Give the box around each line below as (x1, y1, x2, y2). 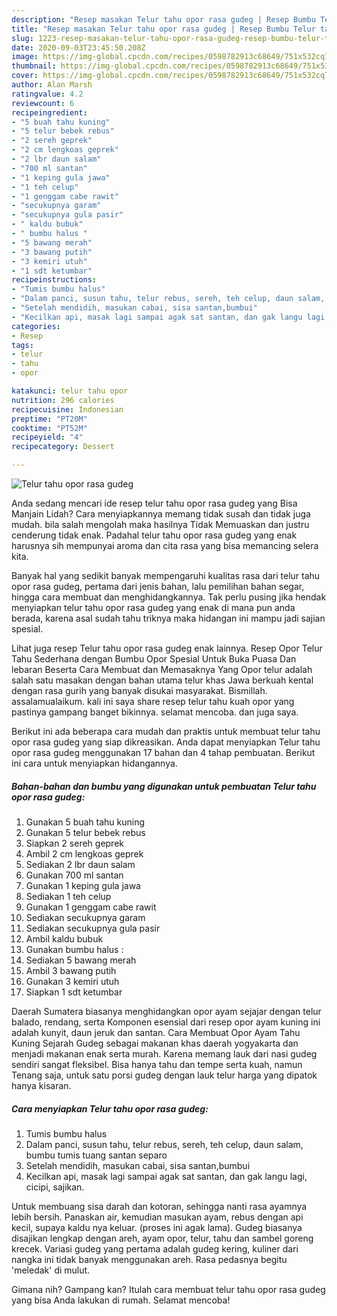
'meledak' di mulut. (11, 1264, 91, 1276)
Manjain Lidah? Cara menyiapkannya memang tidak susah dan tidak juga (11, 508, 311, 520)
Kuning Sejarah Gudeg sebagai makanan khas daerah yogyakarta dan (11, 1037, 299, 1049)
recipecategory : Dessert (11, 442, 115, 452)
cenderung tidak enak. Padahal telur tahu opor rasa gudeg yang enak (11, 529, 298, 541)
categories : (11, 321, 61, 331)
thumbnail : (11, 61, 57, 71)
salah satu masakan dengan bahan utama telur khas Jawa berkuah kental (11, 674, 314, 686)
